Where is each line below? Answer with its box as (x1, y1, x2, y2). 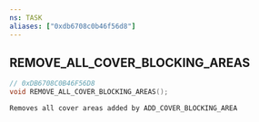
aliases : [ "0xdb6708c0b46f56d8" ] (9, 22, 136, 31)
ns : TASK (9, 13, 43, 23)
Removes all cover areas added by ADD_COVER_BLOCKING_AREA (9, 104, 238, 113)
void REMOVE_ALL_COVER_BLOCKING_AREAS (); (9, 88, 169, 97)
